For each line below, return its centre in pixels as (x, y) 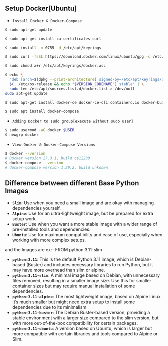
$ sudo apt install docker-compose (42, 111)
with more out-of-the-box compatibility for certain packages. (75, 323)
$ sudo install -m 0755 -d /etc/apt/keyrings (53, 48)
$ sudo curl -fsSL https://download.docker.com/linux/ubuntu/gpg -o (78, 57)
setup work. (25, 219)
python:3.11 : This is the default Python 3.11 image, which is (73, 259)
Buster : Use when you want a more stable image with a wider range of (85, 224)
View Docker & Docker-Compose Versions (54, 145)
